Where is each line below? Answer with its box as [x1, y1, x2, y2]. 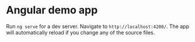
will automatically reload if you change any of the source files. [6, 29, 155, 36]
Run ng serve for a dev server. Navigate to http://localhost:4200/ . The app [6, 23, 190, 30]
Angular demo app [6, 3, 98, 17]
